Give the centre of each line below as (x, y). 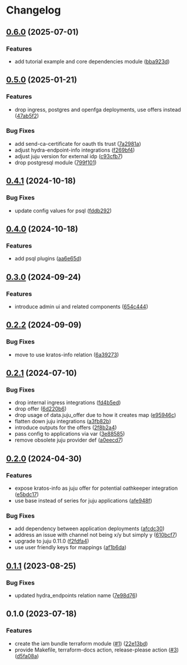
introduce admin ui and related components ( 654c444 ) (81, 306)
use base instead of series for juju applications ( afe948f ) (84, 500)
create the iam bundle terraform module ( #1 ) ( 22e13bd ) (81, 643)
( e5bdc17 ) (27, 494)
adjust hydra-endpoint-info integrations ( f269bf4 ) (75, 150)
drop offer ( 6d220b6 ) (41, 409)
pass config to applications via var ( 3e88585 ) (70, 434)
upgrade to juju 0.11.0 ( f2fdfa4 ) (52, 541)
